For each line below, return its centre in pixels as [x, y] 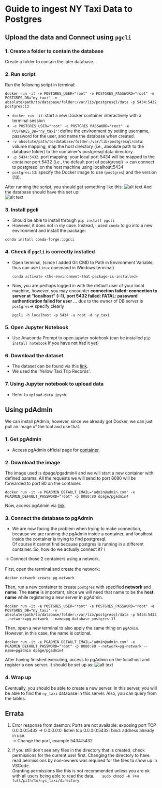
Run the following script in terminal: [40, 85]
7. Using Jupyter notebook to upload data [54, 384]
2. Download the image [33, 462]
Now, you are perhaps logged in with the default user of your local [78, 285]
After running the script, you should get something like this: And [78, 187]
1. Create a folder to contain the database [54, 51]
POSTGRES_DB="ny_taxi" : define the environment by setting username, [81, 131]
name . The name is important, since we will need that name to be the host [79, 592]
